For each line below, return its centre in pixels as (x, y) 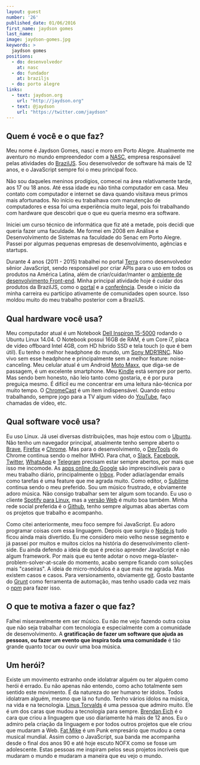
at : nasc (28, 67)
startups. (17, 250)
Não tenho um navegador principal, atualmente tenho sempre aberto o (93, 442)
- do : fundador (30, 73)
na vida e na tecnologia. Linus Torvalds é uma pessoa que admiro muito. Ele (100, 705)
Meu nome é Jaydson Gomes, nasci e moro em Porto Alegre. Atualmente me (100, 151)
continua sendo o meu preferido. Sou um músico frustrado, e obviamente (96, 487)
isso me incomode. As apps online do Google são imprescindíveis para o (96, 468)
